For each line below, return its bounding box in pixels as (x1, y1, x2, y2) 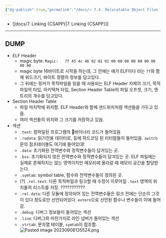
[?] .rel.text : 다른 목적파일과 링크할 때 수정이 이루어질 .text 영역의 (19, 178, 152, 184)
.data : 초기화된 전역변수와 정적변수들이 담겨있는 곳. (19, 148, 120, 154)
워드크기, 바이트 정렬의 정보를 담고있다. (25, 75, 100, 80)
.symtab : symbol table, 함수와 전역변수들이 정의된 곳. (19, 172, 124, 178)
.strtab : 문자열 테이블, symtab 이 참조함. (19, 222, 97, 228)
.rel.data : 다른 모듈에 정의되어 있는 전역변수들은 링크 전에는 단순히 (19, 191, 151, 197)
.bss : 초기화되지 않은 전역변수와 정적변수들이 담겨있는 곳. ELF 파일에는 (19, 154, 157, 159)
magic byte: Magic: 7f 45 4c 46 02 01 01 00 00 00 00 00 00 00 (19, 58, 156, 64)
